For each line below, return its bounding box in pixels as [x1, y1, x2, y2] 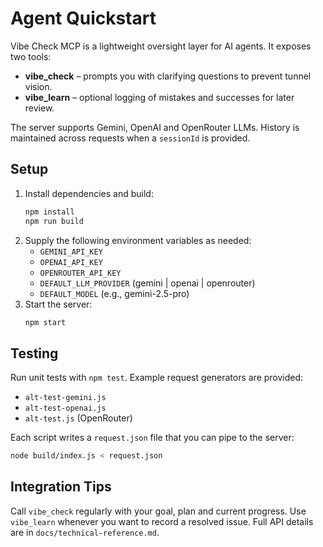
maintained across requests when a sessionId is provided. [10, 132, 251, 144]
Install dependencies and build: [24, 187, 154, 199]
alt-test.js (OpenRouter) [24, 412, 133, 424]
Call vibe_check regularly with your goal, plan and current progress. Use [10, 505, 307, 517]
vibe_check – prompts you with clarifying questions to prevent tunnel [24, 70, 312, 82]
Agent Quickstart [10, 7, 157, 30]
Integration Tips [10, 478, 112, 496]
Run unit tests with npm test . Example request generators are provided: [10, 372, 304, 384]
